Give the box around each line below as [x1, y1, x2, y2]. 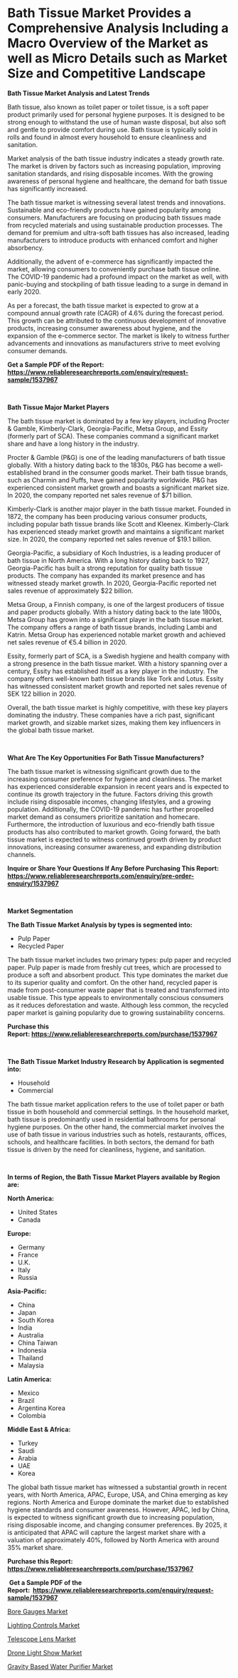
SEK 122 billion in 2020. [7, 689, 77, 698]
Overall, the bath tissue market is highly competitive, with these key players [7, 703, 229, 711]
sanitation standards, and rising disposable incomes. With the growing [7, 169, 213, 178]
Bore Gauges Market [7, 1607, 68, 1615]
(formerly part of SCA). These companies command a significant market [7, 431, 219, 440]
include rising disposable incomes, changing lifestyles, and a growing [7, 797, 211, 806]
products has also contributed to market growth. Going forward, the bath [7, 827, 220, 836]
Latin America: [7, 1375, 52, 1383]
